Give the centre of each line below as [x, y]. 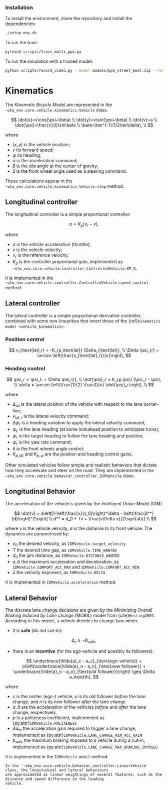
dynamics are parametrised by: [37, 533]
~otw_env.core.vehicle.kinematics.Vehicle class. [57, 110]
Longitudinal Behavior [40, 491]
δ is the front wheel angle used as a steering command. [70, 171]
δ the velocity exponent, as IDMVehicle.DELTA [59, 573]
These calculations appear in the [39, 181]
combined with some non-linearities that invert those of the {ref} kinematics [83, 321]
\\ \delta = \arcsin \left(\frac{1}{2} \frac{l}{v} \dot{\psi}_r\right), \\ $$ [84, 385]
